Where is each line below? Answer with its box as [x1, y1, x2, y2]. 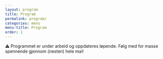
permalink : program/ [5, 16, 47, 21]
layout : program [5, 7, 38, 12]
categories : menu [5, 20, 41, 26]
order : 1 [5, 30, 23, 35]
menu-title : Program [5, 25, 47, 30]
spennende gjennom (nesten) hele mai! [5, 48, 84, 54]
